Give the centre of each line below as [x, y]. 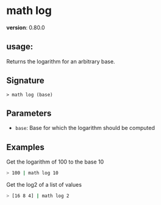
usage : [20, 47]
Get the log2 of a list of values [44, 185]
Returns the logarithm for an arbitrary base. [61, 61]
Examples [25, 147]
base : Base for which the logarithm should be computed [85, 128]
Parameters [29, 113]
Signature [25, 81]
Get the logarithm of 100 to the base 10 [55, 162]
